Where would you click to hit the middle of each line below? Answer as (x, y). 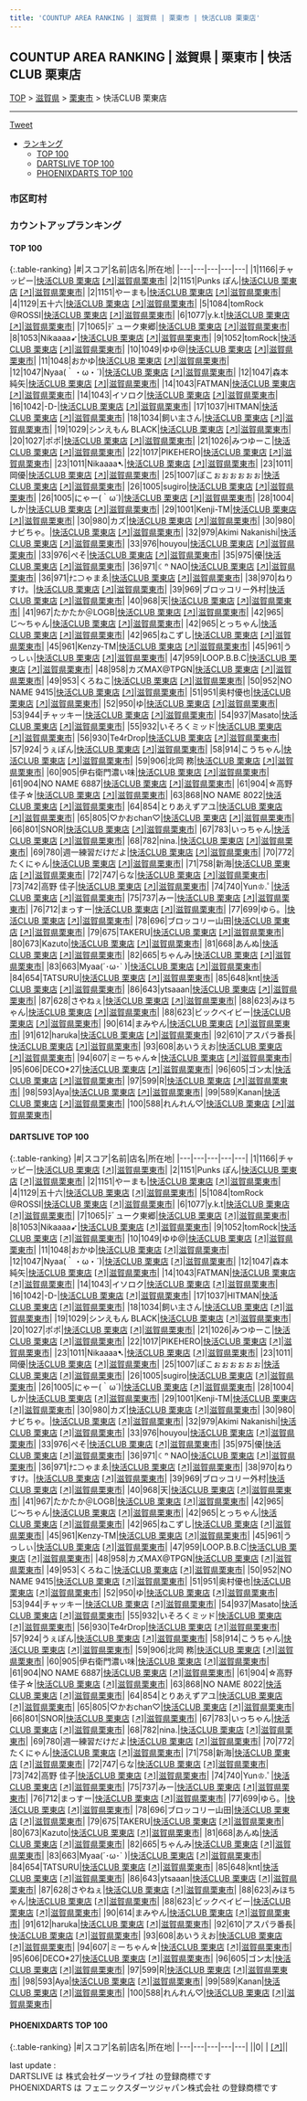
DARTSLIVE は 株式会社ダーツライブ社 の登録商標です (111, 2075)
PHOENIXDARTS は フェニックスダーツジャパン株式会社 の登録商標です (144, 2087)
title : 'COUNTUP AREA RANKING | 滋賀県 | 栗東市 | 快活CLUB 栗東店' (135, 18)
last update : (33, 2065)
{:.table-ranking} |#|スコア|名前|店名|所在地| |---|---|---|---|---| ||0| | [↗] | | (149, 2047)
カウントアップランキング (65, 226)
